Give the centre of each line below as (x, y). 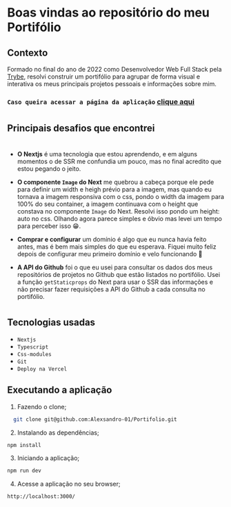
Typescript (33, 347)
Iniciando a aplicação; (48, 458)
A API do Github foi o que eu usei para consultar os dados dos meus (115, 267)
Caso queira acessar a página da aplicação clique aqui (101, 101)
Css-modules (34, 354)
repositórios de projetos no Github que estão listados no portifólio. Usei (119, 275)
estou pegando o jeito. (49, 169)
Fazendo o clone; (42, 406)
